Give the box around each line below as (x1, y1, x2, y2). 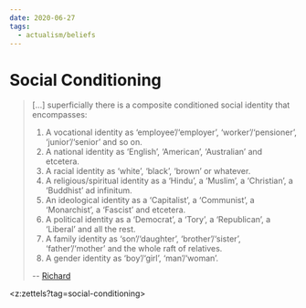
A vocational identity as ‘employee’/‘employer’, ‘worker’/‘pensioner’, (45, 127, 297, 138)
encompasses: (31, 109, 88, 120)
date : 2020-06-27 (9, 13, 76, 23)
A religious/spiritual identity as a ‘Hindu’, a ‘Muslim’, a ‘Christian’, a (45, 175, 294, 187)
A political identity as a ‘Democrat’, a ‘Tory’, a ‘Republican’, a (45, 214, 271, 225)
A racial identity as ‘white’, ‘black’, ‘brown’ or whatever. (45, 166, 251, 177)
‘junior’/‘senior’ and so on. (45, 137, 143, 148)
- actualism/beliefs (17, 30, 96, 39)
